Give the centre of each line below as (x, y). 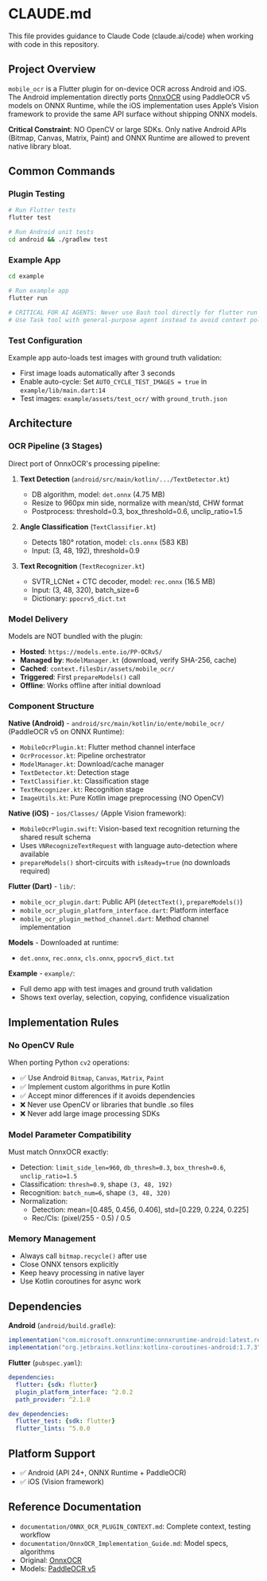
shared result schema (55, 837)
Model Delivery (39, 619)
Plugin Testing (37, 194)
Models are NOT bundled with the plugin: (75, 636)
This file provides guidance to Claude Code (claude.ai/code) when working (131, 36)
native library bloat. (40, 146)
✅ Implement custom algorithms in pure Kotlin (95, 1086)
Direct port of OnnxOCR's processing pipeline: (84, 463)
